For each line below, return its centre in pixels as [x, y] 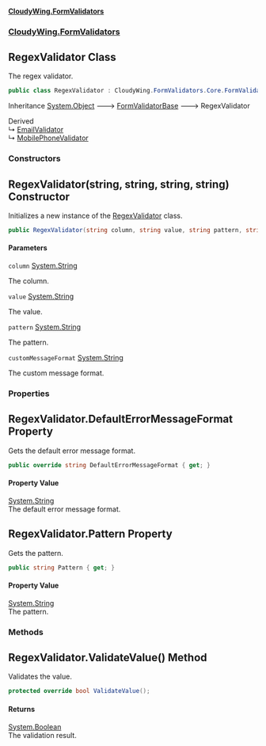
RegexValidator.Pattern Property [90, 534]
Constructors [34, 158]
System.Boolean [35, 727]
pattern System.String [45, 327]
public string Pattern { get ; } [61, 567]
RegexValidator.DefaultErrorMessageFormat [121, 419]
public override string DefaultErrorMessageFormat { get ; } [110, 465]
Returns [22, 709]
